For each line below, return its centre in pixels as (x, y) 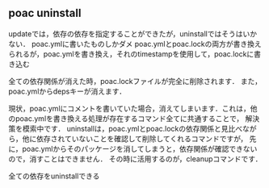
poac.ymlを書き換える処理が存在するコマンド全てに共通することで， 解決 (137, 118)
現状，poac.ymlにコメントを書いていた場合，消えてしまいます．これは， (129, 108)
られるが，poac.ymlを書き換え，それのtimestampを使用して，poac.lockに (131, 54)
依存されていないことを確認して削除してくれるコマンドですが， (142, 138)
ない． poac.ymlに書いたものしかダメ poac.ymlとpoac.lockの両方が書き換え (135, 44)
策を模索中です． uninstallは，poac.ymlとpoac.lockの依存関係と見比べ (126, 128)
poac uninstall (45, 13)
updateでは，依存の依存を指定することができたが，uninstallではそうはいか (132, 33)
